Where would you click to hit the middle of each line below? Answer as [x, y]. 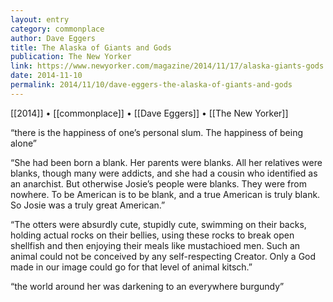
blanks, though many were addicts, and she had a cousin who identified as [164, 173]
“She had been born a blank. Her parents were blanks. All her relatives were [166, 162]
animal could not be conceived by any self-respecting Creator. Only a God [163, 256]
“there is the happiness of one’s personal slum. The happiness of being [157, 132]
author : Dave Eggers [53, 38]
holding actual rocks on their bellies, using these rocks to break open [152, 235]
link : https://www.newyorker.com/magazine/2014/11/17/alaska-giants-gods [167, 66]
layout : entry [40, 19]
